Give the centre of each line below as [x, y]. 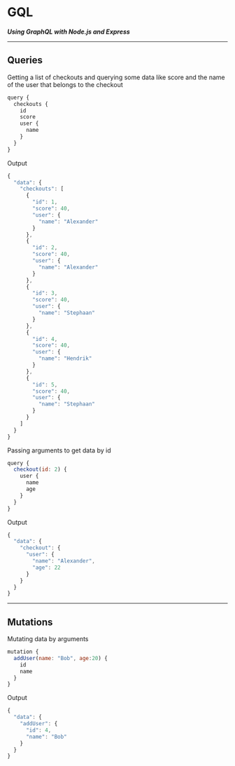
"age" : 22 [47, 567]
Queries [25, 60]
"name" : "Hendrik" [65, 358]
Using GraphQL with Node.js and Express [69, 32]
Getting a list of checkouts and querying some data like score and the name [116, 77]
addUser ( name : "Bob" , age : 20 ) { [61, 658]
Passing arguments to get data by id [59, 450]
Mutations [30, 622]
